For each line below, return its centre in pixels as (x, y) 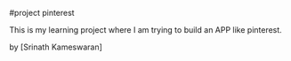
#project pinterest (42, 13)
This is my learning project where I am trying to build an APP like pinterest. (145, 30)
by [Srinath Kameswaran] (56, 47)
